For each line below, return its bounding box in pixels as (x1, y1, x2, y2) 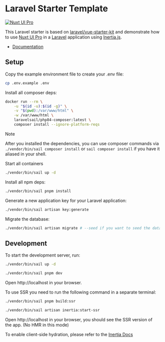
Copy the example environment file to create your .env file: (5, 71, 124, 77)
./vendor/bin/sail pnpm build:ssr (5, 299, 76, 304)
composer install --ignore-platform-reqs (14, 122, 100, 127)
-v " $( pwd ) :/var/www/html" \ (14, 108, 74, 114)
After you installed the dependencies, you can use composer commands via (5, 140, 159, 146)
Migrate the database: (5, 216, 50, 222)
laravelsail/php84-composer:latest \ (14, 117, 91, 122)
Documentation (12, 43, 44, 49)
